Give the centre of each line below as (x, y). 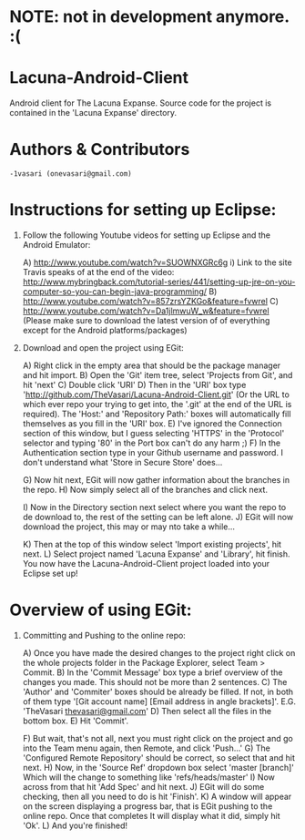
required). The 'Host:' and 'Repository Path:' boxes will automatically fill (157, 414)
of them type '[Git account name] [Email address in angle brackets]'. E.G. (159, 701)
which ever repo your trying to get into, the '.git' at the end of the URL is (157, 404)
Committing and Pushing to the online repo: (104, 635)
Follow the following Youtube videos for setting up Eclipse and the (147, 235)
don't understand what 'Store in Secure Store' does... (122, 462)
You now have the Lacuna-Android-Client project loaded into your (146, 563)
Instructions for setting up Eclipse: (143, 210)
